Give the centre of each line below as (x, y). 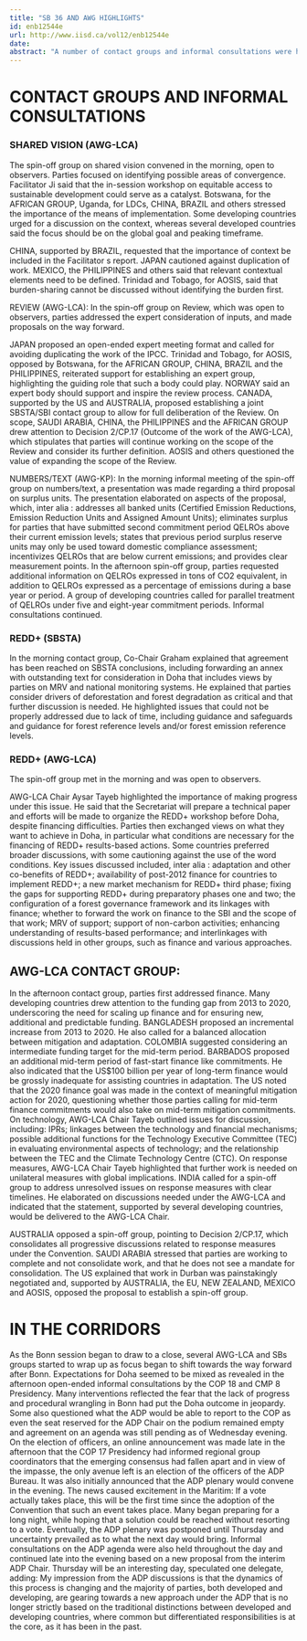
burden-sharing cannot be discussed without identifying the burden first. (147, 290)
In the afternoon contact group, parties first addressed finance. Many (140, 993)
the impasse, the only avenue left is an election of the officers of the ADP (147, 1471)
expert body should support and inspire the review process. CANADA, (141, 393)
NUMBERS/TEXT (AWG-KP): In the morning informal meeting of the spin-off (152, 478)
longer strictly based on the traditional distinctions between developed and (151, 1607)
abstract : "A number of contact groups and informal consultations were (151, 52)
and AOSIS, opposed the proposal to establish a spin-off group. (129, 1293)
